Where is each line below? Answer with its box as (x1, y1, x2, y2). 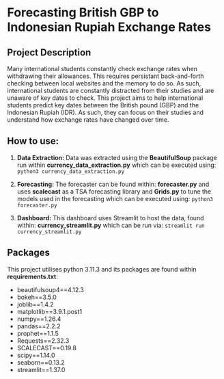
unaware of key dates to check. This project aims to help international (7, 94, 204, 102)
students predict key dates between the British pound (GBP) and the (7, 101, 199, 109)
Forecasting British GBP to (7, 5, 159, 21)
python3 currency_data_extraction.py (16, 168, 125, 175)
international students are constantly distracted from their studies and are (7, 87, 214, 94)
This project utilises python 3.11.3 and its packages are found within (7, 265, 197, 273)
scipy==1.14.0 (16, 351, 56, 359)
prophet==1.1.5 (16, 329, 59, 337)
